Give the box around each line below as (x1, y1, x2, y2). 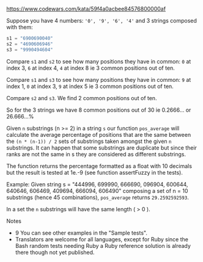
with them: (6, 24, 33, 31)
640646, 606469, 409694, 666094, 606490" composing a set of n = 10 (6, 187, 188, 194)
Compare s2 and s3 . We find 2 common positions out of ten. (6, 94, 157, 101)
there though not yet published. (15, 249, 95, 256)
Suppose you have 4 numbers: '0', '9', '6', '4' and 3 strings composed (6, 17, 197, 24)
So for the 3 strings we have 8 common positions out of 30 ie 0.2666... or (6, 106, 191, 114)
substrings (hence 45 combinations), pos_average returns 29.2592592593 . (6, 194, 190, 201)
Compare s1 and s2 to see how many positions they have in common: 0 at (6, 57, 191, 65)
